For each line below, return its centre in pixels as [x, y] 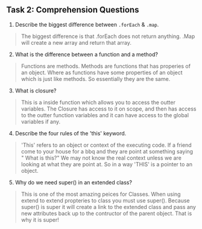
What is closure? [36, 91]
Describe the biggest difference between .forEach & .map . [87, 24]
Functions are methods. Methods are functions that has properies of [106, 66]
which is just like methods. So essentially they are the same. [96, 79]
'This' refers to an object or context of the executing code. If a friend [106, 145]
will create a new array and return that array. [76, 42]
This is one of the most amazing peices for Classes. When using [101, 194]
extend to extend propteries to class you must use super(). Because [105, 200]
